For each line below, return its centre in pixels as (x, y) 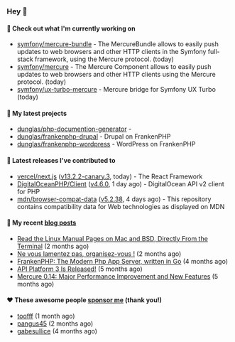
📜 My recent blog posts (42, 223)
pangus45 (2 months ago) (55, 324)
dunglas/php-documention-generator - (74, 129)
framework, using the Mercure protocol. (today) (104, 59)
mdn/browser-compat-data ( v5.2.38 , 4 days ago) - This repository (114, 199)
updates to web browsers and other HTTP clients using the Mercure (116, 75)
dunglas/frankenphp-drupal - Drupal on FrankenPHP (94, 137)
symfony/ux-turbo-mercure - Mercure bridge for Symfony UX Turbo (116, 90)
